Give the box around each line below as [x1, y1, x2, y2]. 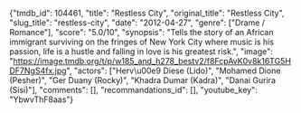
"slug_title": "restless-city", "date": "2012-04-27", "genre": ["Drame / [9, 17, 265, 28]
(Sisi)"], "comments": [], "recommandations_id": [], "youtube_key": [9, 85, 258, 95]
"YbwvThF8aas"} [9, 94, 74, 105]
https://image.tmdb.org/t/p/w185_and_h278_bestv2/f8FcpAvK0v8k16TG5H [13, 56, 292, 66]
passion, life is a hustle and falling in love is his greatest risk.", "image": [9, 46, 274, 57]
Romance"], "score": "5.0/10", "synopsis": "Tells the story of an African [9, 27, 274, 37]
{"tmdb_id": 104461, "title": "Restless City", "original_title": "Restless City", [9, 8, 285, 18]
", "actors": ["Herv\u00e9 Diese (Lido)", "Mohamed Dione [66, 65, 281, 76]
